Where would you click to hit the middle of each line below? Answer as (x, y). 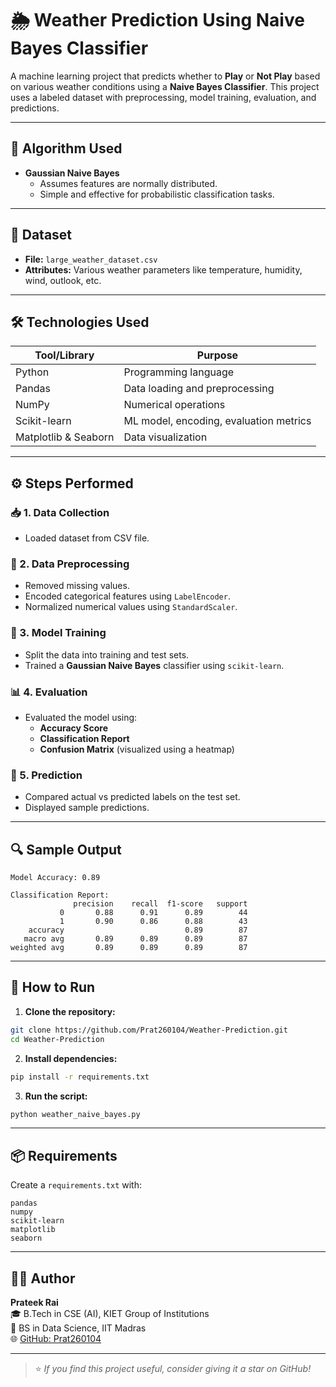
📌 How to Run (53, 987)
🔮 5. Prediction (46, 775)
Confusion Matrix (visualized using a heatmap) (137, 749)
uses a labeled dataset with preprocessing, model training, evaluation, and (163, 97)
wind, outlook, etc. (63, 280)
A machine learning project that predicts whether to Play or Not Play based (165, 76)
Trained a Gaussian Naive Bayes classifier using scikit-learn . (154, 665)
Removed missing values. (77, 586)
